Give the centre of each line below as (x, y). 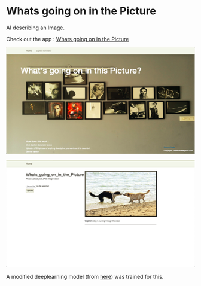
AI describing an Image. (35, 28)
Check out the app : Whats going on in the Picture (68, 39)
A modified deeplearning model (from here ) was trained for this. (85, 276)
